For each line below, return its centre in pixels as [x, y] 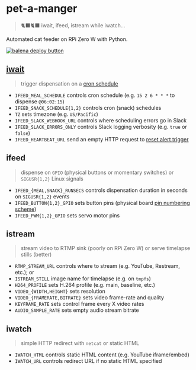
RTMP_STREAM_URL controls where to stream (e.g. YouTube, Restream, [97, 266]
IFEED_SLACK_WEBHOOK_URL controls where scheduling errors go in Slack [101, 120]
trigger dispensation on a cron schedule [69, 83]
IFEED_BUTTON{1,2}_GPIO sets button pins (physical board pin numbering [102, 203]
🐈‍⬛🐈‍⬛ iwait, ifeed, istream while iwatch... [73, 25]
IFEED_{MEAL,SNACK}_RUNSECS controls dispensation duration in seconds [101, 190]
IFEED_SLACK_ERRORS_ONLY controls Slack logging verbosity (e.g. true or [101, 127]
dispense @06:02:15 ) [40, 101]
